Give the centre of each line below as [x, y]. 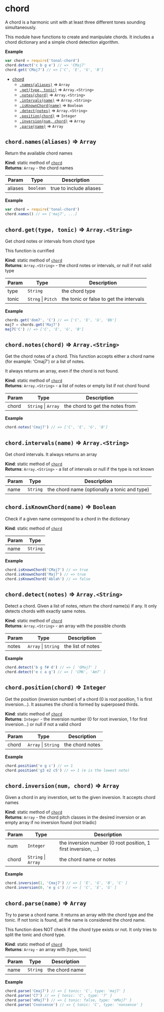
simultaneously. [21, 27]
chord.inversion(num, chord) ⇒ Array [62, 786]
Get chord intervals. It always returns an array [51, 454]
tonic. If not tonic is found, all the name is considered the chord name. [75, 920]
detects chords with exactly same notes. [46, 611]
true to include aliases [76, 188]
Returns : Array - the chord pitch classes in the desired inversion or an [75, 817]
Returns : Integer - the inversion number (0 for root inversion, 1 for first [76, 719]
